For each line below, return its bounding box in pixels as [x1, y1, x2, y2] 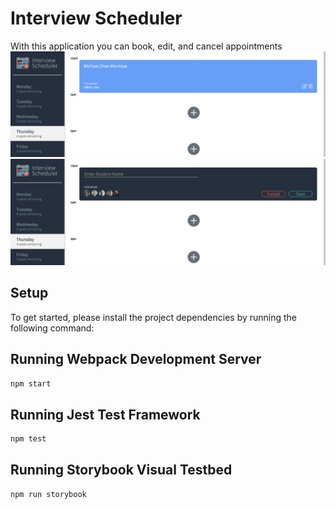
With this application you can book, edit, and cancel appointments [10, 40, 283, 52]
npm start [10, 378, 52, 389]
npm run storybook [10, 489, 87, 499]
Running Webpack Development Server [10, 351, 262, 368]
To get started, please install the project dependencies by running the [10, 311, 298, 323]
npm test [10, 434, 47, 444]
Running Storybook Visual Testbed [10, 462, 233, 479]
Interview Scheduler [10, 7, 183, 30]
